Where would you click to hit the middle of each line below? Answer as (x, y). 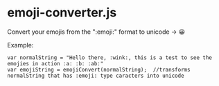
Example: (20, 45)
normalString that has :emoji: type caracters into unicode (96, 76)
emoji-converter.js (62, 13)
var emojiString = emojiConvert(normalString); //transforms (99, 69)
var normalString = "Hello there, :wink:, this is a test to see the (110, 57)
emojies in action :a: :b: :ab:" (55, 63)
